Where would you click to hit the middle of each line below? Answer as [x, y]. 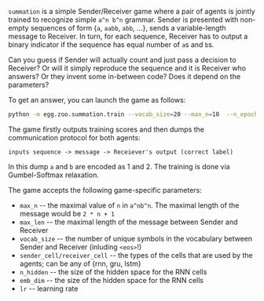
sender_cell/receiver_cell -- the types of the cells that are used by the [136, 255]
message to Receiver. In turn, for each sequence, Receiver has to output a [128, 36]
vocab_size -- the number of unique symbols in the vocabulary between [136, 238]
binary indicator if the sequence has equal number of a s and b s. [111, 45]
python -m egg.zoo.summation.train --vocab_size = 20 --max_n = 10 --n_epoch [133, 114]
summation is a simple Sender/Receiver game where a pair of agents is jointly [132, 11]
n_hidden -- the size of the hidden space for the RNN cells [113, 272]
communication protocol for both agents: [74, 137]
